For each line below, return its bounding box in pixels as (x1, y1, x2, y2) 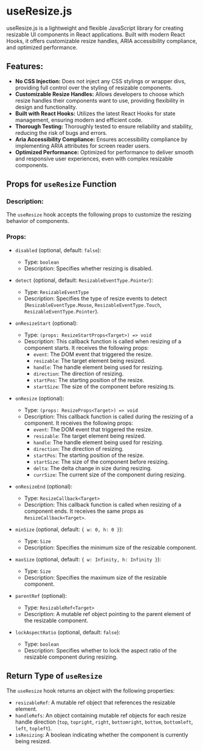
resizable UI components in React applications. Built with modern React (6, 30, 185, 38)
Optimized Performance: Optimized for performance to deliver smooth (15, 148, 194, 156)
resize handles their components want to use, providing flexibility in (15, 97, 184, 104)
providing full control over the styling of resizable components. (15, 84, 173, 91)
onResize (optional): (15, 394, 64, 402)
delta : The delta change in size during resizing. (33, 464, 152, 472)
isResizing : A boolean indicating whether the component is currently (15, 731, 188, 738)
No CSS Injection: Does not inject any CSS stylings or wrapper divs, (15, 77, 187, 84)
